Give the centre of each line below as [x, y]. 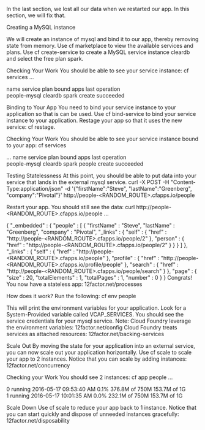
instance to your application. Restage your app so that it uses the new [94, 120]
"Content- [183, 182]
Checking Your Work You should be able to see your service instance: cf [98, 71]
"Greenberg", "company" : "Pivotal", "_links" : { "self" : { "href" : [87, 232]
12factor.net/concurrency [38, 365]
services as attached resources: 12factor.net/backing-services [85, 334]
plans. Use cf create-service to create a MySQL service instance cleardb [98, 52]
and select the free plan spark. [45, 59]
